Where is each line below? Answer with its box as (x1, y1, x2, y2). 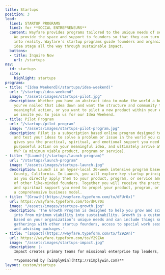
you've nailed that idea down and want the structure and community (14, 103, 157, 108)
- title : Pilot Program (5, 116, 54, 122)
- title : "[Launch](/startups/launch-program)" (5, 153, 105, 158)
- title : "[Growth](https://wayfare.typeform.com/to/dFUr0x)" (5, 194, 135, 199)
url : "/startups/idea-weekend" (9, 89, 74, 94)
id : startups (9, 67, 36, 72)
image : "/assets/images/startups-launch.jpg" (9, 163, 105, 167)
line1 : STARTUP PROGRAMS (9, 21, 60, 26)
